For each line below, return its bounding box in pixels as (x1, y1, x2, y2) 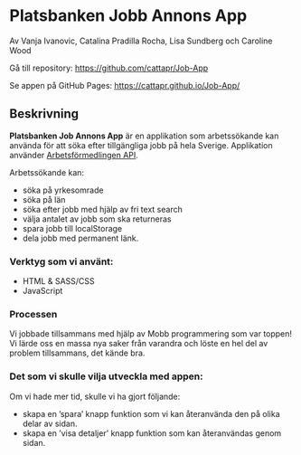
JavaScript (22, 286, 63, 297)
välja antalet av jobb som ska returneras (22, 213, 172, 224)
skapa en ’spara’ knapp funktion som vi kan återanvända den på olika (22, 408, 280, 419)
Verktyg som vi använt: (9, 255, 114, 268)
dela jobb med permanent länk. (22, 232, 139, 243)
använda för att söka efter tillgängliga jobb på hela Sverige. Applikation (9, 139, 273, 150)
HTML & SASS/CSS (22, 276, 95, 287)
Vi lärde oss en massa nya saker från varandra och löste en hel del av (9, 338, 268, 349)
